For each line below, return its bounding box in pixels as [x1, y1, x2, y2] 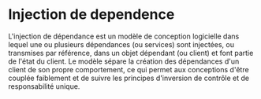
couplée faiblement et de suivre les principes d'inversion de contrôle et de [8, 73, 250, 82]
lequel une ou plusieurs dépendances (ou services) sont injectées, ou [8, 39, 235, 49]
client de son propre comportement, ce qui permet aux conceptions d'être [8, 64, 250, 74]
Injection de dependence [8, 5, 175, 24]
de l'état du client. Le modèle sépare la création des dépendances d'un [8, 57, 240, 66]
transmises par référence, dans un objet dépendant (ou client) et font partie [8, 48, 254, 57]
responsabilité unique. [8, 81, 80, 91]
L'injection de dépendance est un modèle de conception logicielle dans [8, 31, 240, 41]
